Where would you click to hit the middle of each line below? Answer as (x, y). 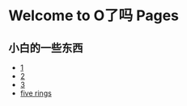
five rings (36, 93)
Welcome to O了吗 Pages (94, 16)
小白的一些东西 (46, 48)
